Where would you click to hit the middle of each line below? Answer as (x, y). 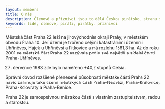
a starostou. (18, 102)
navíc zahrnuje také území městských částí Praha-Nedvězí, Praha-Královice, (83, 82)
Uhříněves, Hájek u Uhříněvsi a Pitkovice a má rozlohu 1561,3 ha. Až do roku (82, 48)
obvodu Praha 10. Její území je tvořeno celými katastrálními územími (74, 43)
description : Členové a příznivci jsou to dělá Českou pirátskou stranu (81, 19)
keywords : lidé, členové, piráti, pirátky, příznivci (62, 23)
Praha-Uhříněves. (23, 58)
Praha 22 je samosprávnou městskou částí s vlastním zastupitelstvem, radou (83, 97)
